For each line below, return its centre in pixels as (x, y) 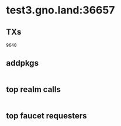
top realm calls (34, 89)
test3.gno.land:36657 (61, 10)
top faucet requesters (46, 116)
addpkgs (23, 63)
